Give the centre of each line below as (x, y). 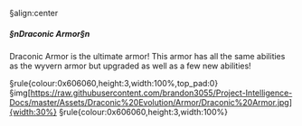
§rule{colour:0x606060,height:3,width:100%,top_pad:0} (114, 83)
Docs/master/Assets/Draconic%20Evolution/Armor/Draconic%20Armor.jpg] (151, 102)
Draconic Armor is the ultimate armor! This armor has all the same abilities (147, 56)
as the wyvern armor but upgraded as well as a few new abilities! (130, 66)
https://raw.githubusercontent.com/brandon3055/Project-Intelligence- (161, 93)
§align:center (34, 13)
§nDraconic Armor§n (50, 33)
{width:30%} (33, 112)
